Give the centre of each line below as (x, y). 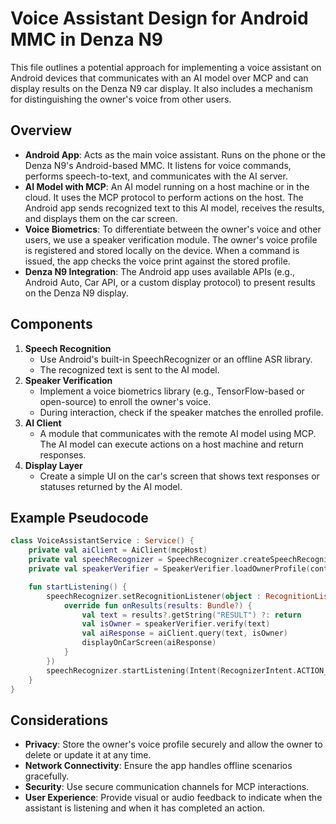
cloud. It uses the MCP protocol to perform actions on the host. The (164, 197)
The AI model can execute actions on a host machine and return (171, 444)
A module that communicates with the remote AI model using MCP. (178, 433)
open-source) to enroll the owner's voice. (125, 401)
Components (51, 324)
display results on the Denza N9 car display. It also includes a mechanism (161, 88)
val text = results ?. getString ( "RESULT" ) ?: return (191, 615)
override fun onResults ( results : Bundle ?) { (158, 605)
